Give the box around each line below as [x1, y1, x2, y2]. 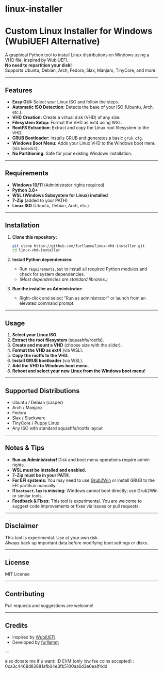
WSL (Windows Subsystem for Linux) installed [12, 192, 108, 198]
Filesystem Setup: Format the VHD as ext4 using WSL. [12, 119, 123, 125]
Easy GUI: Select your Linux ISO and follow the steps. [12, 98, 119, 105]
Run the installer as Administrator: [12, 286, 83, 292]
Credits [5, 621, 28, 629]
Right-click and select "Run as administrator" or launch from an [19, 295, 146, 301]
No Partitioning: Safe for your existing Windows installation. [12, 150, 132, 156]
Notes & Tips [5, 444, 45, 452]
